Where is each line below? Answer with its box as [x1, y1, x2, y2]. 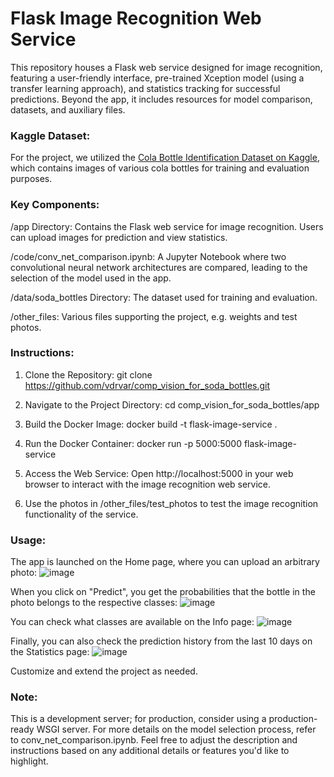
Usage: [10, 533, 47, 547]
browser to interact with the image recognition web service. [24, 478, 272, 490]
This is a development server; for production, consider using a [10, 713, 267, 725]
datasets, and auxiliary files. [10, 103, 126, 116]
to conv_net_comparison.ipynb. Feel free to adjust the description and [10, 734, 298, 746]
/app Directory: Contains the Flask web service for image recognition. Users [10, 220, 324, 232]
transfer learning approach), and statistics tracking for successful [10, 82, 281, 94]
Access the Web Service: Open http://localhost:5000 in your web [24, 467, 294, 479]
